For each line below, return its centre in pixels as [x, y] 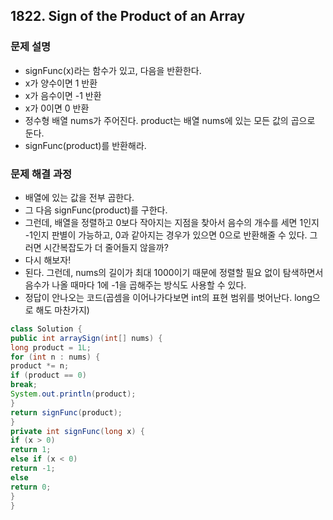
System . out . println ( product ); [73, 394]
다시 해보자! [48, 260]
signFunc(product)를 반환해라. [85, 145]
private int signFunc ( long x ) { [77, 431]
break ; [24, 385]
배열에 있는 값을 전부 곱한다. [79, 197]
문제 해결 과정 [41, 174]
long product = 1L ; [51, 347]
